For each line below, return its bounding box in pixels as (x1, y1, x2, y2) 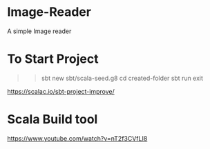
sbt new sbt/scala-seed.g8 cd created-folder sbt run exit (41, 74, 204, 82)
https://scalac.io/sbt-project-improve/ (7, 87, 115, 95)
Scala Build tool (7, 112, 98, 128)
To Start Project (7, 51, 99, 67)
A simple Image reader (7, 27, 72, 35)
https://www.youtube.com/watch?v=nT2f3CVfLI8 (7, 134, 148, 142)
